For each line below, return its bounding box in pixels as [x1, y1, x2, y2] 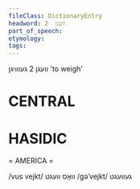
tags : [8, 42, 27, 50]
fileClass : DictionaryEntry [8, 11, 103, 20]
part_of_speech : [8, 27, 63, 35]
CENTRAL [8, 92, 76, 111]
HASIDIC [8, 129, 68, 148]
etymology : [8, 34, 45, 43]
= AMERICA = [8, 156, 54, 166]
